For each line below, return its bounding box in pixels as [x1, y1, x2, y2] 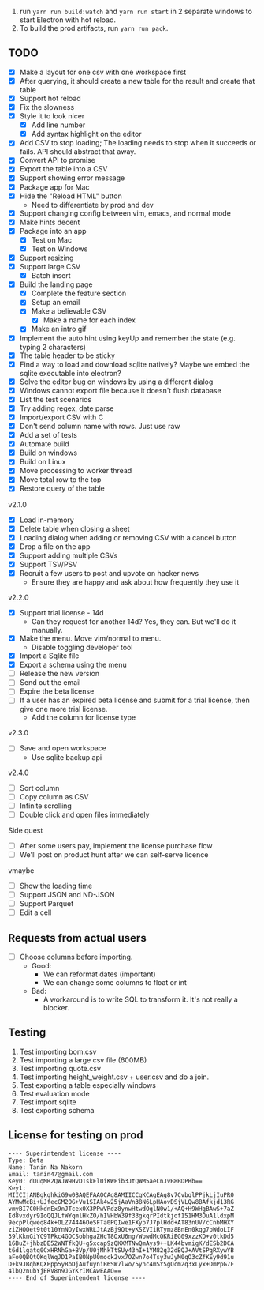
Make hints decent [19, 217, 80, 227]
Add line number [31, 120, 86, 130]
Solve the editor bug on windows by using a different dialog [19, 377, 214, 386]
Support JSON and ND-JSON [19, 889, 116, 899]
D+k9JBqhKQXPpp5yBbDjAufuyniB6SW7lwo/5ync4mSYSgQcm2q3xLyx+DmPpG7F [8, 1260, 235, 1268]
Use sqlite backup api [31, 752, 102, 762]
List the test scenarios [19, 394, 92, 404]
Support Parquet [19, 899, 74, 908]
